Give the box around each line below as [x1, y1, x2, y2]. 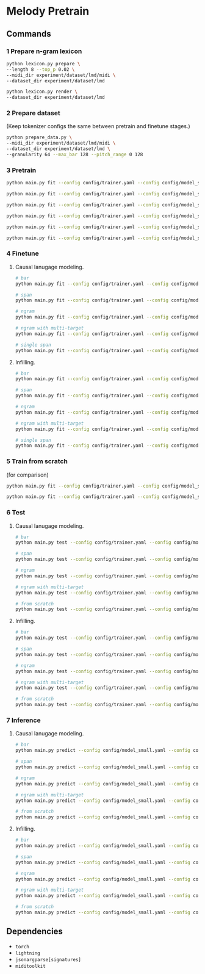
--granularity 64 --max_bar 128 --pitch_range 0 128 [6, 151, 143, 158]
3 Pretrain [6, 166, 37, 175]
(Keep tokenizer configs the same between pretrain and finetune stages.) [6, 123, 190, 130]
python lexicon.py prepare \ [6, 60, 81, 67]
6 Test [6, 508, 26, 517]
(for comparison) [6, 471, 49, 478]
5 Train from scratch [6, 457, 68, 466]
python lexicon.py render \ [6, 88, 78, 95]
